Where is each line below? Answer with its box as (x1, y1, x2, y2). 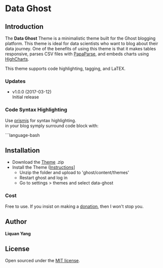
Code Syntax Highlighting (5, 106, 67, 113)
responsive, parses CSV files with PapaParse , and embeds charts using (5, 51, 149, 57)
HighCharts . (5, 56, 29, 62)
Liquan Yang (5, 230, 31, 236)
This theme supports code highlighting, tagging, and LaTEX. (5, 66, 126, 71)
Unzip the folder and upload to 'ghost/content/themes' (19, 170, 129, 176)
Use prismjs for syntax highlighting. (5, 117, 77, 123)
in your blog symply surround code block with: (5, 123, 99, 129)
